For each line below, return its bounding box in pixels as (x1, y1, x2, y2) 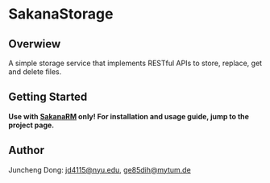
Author (8, 143, 44, 157)
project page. (8, 120, 55, 130)
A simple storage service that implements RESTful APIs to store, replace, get (8, 58, 263, 68)
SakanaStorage (8, 5, 114, 23)
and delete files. (8, 67, 62, 77)
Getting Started (8, 90, 88, 104)
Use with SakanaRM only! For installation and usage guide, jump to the (8, 111, 250, 121)
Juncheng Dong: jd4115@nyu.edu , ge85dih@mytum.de (8, 164, 191, 174)
